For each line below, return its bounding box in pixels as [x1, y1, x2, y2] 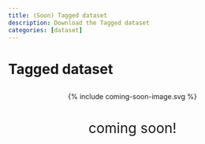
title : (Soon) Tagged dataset [8, 11, 108, 20]
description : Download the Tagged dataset [8, 19, 150, 27]
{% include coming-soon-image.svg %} [68, 91, 197, 101]
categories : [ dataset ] [8, 26, 83, 34]
